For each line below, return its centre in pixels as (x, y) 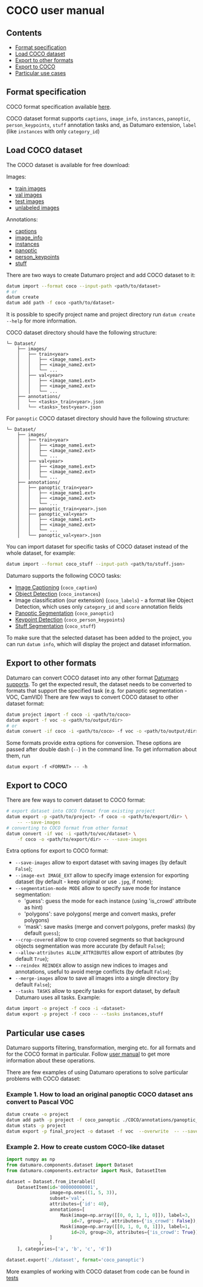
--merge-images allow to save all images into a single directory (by (97, 978)
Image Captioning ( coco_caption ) (56, 587)
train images (31, 188)
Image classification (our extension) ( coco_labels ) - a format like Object (104, 600)
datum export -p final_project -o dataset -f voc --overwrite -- (93, 1131)
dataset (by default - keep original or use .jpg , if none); (84, 882)
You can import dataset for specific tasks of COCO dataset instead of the (97, 547)
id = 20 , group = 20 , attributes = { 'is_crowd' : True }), (136, 1232)
